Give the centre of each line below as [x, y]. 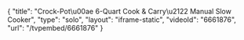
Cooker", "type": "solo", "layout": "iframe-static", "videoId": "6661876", [122, 20]
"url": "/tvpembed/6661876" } [55, 28]
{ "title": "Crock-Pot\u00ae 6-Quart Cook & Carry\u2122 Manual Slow [120, 11]
